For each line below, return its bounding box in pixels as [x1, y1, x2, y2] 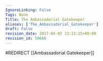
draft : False [5, 26, 33, 32]
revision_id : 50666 [5, 36, 47, 41]
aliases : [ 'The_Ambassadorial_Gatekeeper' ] [5, 21, 99, 27]
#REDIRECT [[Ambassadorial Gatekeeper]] [5, 49, 94, 56]
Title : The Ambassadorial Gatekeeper [5, 17, 85, 22]
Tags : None [5, 12, 28, 17]
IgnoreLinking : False [5, 7, 51, 13]
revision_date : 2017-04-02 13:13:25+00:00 [5, 31, 96, 36]
